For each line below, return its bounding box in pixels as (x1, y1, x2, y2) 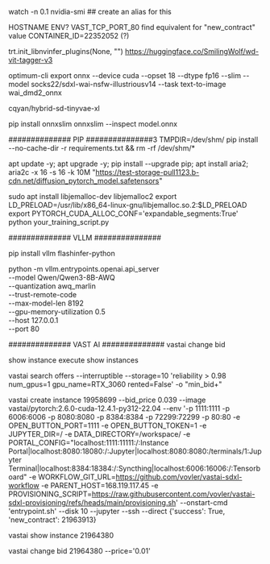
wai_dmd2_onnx (8, 88, 63, 97)
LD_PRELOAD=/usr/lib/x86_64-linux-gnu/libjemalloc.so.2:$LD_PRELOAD (8, 201, 247, 209)
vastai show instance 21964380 (8, 531, 114, 540)
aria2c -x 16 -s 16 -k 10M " (8, 168, 96, 176)
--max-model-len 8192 (8, 298, 85, 308)
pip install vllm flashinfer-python (8, 249, 115, 258)
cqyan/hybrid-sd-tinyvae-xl (8, 104, 101, 113)
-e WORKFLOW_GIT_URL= (28, 472, 116, 482)
